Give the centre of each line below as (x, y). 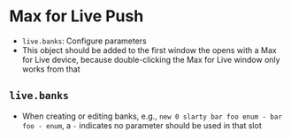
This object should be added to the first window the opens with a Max (149, 50)
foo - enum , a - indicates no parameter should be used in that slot (142, 125)
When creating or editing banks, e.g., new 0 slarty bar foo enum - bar (152, 116)
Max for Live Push (77, 16)
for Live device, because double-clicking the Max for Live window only (151, 59)
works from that (51, 69)
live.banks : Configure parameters (84, 41)
